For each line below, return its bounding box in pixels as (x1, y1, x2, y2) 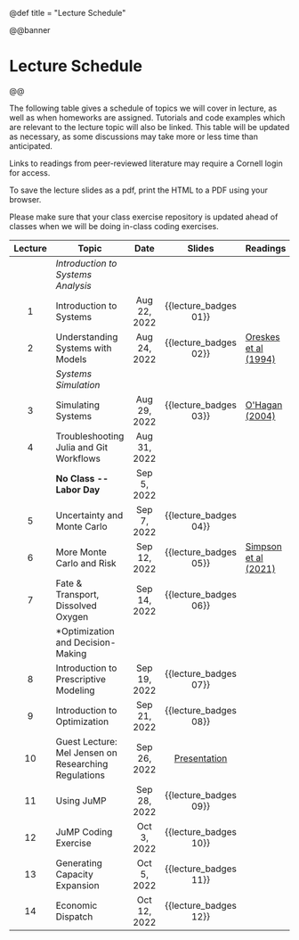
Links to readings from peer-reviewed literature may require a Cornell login (9, 158, 283, 169)
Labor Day (55, 483, 101, 496)
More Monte (55, 546, 107, 558)
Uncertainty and (55, 508, 124, 521)
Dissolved (55, 599, 98, 612)
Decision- (74, 636, 117, 648)
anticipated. (9, 140, 53, 151)
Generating (55, 856, 102, 869)
